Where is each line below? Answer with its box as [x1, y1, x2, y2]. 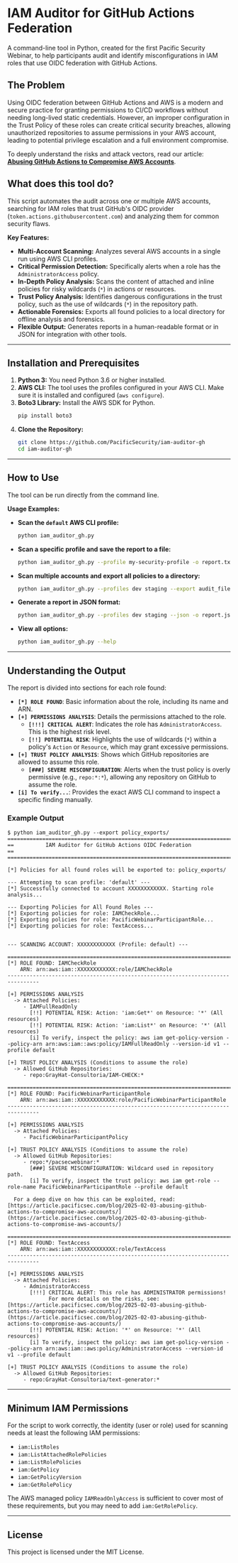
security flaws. [7, 219, 51, 228]
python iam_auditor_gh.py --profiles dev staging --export [17, 585, 196, 593]
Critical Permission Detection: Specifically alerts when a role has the [17, 261, 221, 271]
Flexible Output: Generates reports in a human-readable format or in [17, 322, 219, 331]
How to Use [7, 472, 59, 484]
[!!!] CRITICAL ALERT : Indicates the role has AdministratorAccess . [28, 720, 222, 728]
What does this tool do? [7, 178, 115, 190]
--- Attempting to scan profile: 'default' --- [7, 879, 151, 886]
